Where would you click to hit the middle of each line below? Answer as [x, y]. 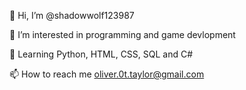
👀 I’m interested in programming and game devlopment [122, 34]
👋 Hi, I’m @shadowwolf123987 [72, 15]
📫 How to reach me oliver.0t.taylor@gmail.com [107, 74]
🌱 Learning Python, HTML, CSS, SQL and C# [101, 54]
